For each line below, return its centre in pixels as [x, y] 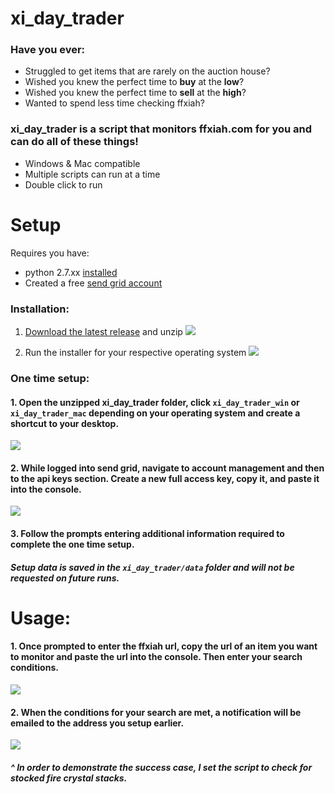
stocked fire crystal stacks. [69, 778]
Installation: [40, 309]
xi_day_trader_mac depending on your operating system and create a [155, 413]
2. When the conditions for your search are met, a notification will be [156, 712]
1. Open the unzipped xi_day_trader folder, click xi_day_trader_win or [155, 402]
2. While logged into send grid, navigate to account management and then [167, 468]
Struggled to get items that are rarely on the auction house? [147, 71]
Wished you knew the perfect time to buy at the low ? [134, 82]
